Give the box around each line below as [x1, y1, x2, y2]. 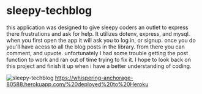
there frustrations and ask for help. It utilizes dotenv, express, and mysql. [6, 30, 190, 37]
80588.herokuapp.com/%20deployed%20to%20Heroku [6, 80, 149, 88]
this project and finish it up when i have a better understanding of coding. [6, 62, 192, 70]
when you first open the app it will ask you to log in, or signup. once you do [6, 36, 196, 44]
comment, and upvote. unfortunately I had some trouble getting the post [6, 49, 189, 56]
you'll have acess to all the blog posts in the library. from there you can [6, 43, 185, 50]
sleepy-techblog [6, 4, 92, 18]
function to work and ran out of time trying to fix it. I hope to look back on [6, 56, 192, 63]
